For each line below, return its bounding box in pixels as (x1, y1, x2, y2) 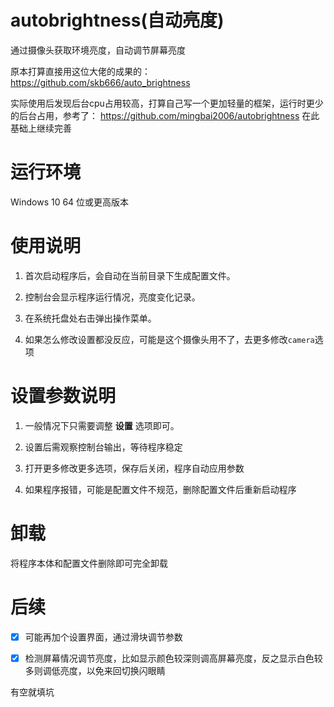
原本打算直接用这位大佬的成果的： (10, 65, 151, 77)
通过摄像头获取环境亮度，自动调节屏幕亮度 (10, 44, 186, 56)
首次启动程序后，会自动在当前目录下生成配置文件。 (24, 269, 236, 281)
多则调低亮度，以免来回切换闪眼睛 (24, 664, 166, 676)
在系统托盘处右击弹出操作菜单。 (24, 312, 157, 324)
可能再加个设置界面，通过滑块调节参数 (24, 631, 183, 643)
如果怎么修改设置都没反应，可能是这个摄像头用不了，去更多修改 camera (24, 333, 315, 345)
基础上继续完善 (10, 122, 72, 134)
